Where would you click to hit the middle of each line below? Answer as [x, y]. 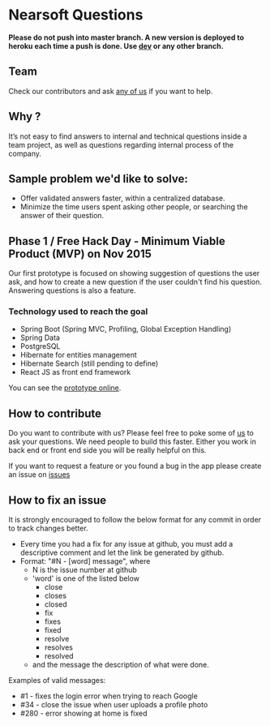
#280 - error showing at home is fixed [84, 713]
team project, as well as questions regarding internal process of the [121, 144]
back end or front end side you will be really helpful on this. [107, 450]
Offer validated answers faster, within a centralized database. [122, 198]
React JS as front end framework [75, 372]
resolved [59, 656]
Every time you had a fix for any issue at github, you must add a [126, 544]
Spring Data [40, 337]
